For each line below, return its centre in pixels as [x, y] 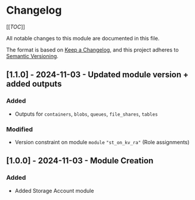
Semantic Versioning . [32, 56]
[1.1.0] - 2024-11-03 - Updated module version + [97, 75]
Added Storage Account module [54, 191]
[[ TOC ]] [16, 27]
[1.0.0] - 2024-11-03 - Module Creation [80, 161]
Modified [20, 129]
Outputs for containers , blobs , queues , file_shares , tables [86, 114]
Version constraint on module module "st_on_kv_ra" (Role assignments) [102, 142]
